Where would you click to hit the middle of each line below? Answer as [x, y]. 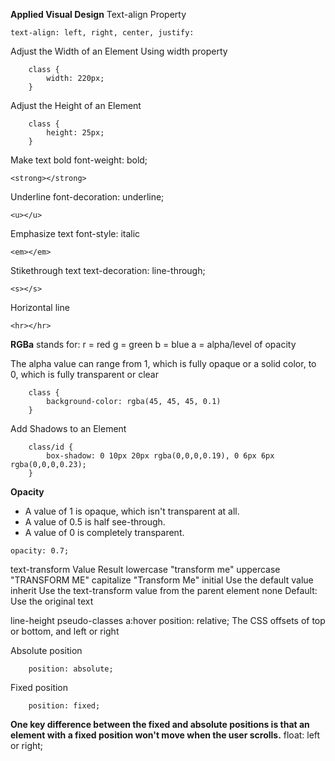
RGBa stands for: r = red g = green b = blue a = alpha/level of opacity [153, 344]
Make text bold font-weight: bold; [79, 160]
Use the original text [52, 601]
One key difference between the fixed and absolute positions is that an [160, 724]
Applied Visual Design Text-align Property [98, 14]
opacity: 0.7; [40, 551]
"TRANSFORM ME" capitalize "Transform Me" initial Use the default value [162, 580]
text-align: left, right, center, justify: [102, 33]
